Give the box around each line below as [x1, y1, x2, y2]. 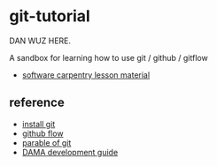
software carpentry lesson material [21, 69, 151, 80]
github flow [21, 128, 64, 139]
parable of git [21, 137, 72, 147]
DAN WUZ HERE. [9, 35, 72, 46]
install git [21, 118, 56, 129]
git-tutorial [9, 6, 90, 26]
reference [9, 95, 65, 110]
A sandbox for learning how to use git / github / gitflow [9, 52, 208, 63]
